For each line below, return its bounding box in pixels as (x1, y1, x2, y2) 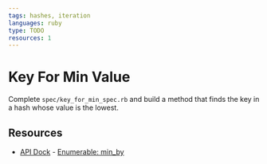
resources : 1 (8, 33, 52, 42)
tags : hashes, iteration (8, 11, 91, 20)
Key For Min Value (8, 68, 131, 86)
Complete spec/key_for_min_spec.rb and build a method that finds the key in (8, 95, 260, 104)
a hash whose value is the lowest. (8, 103, 120, 112)
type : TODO (8, 26, 45, 34)
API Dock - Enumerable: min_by (19, 147, 125, 156)
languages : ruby (8, 19, 62, 27)
